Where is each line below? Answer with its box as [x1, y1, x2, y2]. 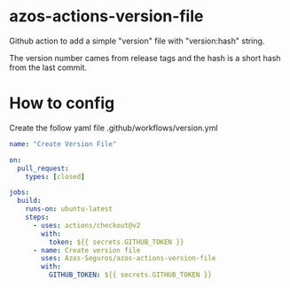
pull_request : [17, 164, 69, 173]
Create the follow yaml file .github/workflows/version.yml [9, 122, 218, 133]
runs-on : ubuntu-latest [25, 205, 114, 214]
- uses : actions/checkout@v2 [32, 221, 141, 230]
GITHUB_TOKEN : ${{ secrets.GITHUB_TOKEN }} [48, 270, 213, 280]
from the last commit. [9, 62, 87, 73]
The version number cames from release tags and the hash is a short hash [9, 52, 281, 63]
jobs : [9, 188, 29, 197]
